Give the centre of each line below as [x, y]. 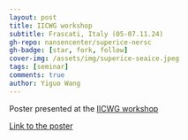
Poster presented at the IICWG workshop [84, 108]
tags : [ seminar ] [39, 67]
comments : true [37, 75]
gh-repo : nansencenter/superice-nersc [80, 42]
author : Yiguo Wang [45, 83]
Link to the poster [41, 126]
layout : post [33, 17]
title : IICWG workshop [51, 26]
